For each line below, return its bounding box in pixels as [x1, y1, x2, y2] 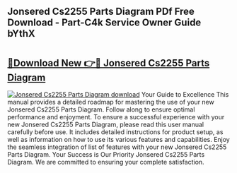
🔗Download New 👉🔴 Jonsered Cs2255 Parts [7, 56, 210, 69]
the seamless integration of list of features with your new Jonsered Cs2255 [7, 143, 227, 151]
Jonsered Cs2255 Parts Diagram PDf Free [7, 6, 195, 18]
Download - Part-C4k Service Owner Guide [7, 17, 202, 29]
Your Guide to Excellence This [141, 90, 229, 98]
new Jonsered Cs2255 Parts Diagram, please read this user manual [7, 120, 204, 129]
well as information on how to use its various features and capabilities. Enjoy [7, 136, 230, 143]
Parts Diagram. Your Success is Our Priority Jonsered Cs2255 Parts [7, 150, 205, 158]
